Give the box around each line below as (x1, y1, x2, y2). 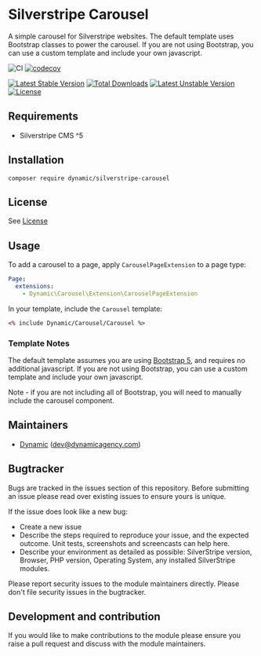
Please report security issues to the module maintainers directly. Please (8, 579, 240, 588)
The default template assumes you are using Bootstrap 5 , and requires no (8, 355, 245, 365)
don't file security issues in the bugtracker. (8, 587, 147, 596)
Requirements (8, 110, 78, 123)
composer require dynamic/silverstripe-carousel (8, 174, 170, 182)
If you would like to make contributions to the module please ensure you (8, 631, 241, 640)
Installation (8, 153, 64, 167)
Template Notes (8, 338, 71, 349)
